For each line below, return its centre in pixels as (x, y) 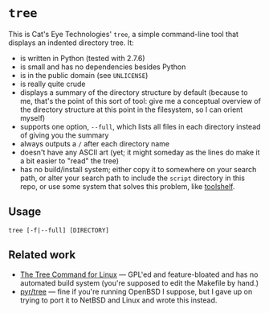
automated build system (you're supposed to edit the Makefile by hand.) (139, 282)
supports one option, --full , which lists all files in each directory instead (140, 126)
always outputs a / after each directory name (95, 143)
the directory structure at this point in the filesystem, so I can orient (131, 109)
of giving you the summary (64, 135)
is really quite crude (53, 84)
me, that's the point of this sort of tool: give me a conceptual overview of (140, 101)
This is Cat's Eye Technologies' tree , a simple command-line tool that (124, 34)
